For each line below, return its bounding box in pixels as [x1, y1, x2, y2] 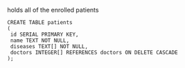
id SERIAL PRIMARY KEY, [10, 31, 79, 38]
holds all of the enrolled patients [7, 6, 99, 14]
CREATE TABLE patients [7, 19, 73, 26]
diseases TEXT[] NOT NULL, [10, 43, 89, 50]
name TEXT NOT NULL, [10, 37, 70, 44]
